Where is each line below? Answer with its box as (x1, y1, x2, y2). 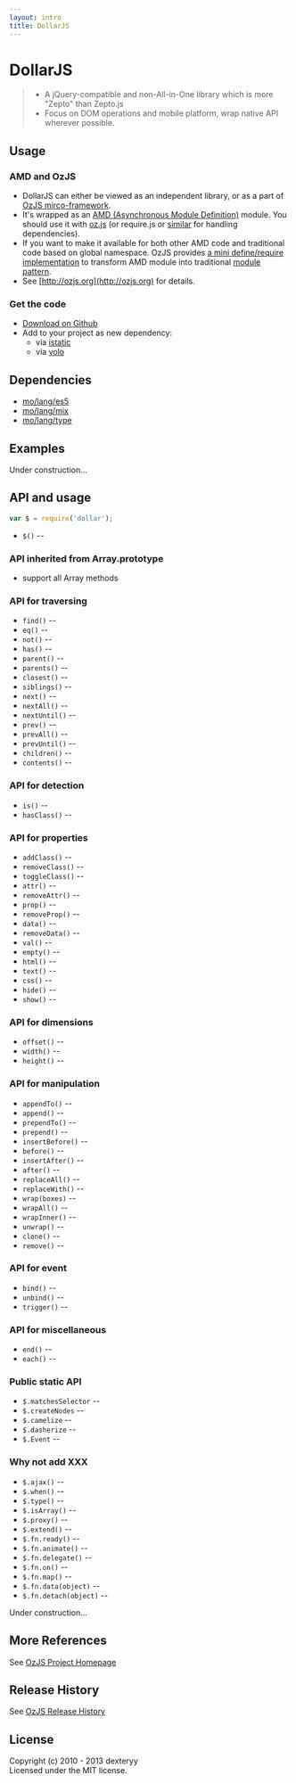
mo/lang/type (21, 415, 73, 426)
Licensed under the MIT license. (9, 1765, 127, 1776)
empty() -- (21, 946, 61, 957)
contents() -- (21, 757, 73, 768)
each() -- (21, 1353, 56, 1364)
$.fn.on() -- (21, 1561, 69, 1572)
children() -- (21, 748, 73, 759)
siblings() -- (21, 681, 73, 692)
